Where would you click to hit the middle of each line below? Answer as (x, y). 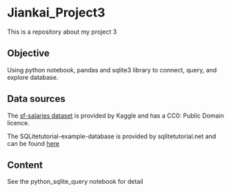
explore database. (33, 77)
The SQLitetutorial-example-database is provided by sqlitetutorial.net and (112, 136)
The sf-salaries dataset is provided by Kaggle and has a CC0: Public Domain (115, 116)
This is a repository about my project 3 (62, 32)
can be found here (33, 143)
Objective (29, 53)
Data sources (36, 99)
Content (25, 165)
